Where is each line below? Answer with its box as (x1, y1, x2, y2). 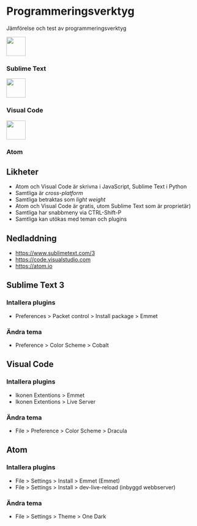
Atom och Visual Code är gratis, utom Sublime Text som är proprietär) (15, 202, 191, 210)
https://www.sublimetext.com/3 (15, 250, 95, 257)
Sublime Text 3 (6, 280, 65, 291)
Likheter (6, 166, 39, 177)
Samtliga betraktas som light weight (15, 196, 106, 203)
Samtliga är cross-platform (15, 190, 84, 197)
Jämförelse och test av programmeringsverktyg (6, 24, 127, 32)
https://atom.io (15, 262, 53, 270)
